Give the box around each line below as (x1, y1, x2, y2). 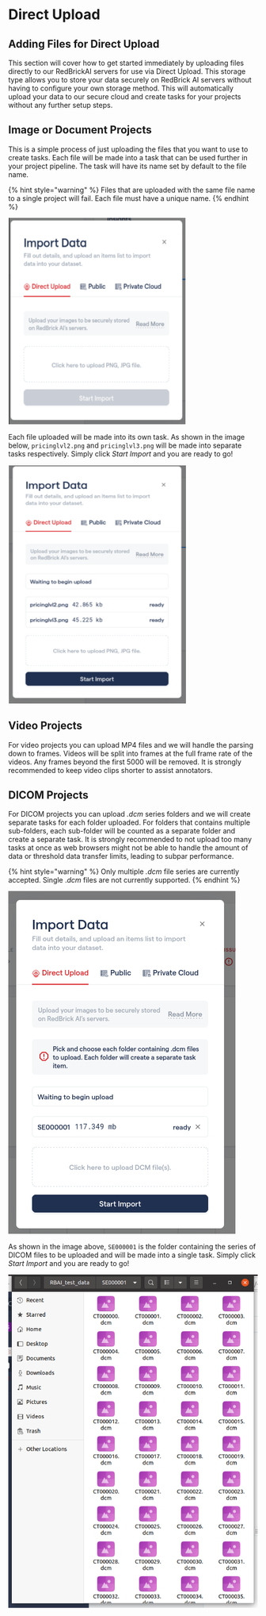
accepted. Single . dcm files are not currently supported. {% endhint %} (8, 875, 241, 885)
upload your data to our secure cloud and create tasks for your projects (8, 92, 241, 101)
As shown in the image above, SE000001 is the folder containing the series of (8, 1242, 256, 1252)
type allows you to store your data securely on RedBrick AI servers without (8, 75, 252, 84)
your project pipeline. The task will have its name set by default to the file (8, 161, 247, 171)
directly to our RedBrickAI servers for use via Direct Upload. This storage (8, 67, 246, 76)
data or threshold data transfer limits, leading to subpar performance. (8, 852, 234, 861)
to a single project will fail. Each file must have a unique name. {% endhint (8, 193, 249, 203)
